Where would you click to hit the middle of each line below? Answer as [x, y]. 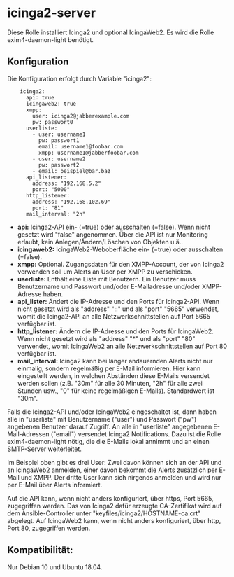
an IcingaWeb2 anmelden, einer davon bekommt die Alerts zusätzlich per [112, 470]
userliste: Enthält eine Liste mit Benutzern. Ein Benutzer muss [107, 279]
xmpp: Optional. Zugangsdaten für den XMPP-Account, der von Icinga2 [120, 264]
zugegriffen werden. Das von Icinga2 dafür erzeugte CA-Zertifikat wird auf [115, 506]
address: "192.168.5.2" [67, 183]
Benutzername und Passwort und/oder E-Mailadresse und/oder [109, 286]
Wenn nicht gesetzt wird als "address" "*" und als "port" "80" [106, 338]
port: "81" [48, 208]
